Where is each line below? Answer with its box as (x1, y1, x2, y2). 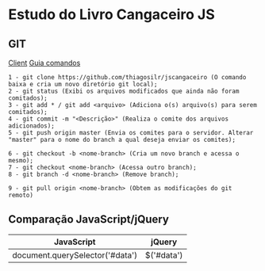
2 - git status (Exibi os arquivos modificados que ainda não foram (8, 87, 240, 95)
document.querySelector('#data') (12, 250, 138, 261)
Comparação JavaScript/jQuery (8, 212, 169, 227)
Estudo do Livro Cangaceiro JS (8, 6, 216, 24)
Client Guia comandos (8, 58, 81, 67)
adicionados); (8, 122, 56, 130)
